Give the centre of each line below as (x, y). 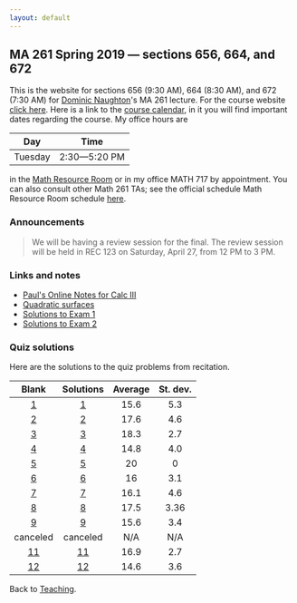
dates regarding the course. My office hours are (99, 120)
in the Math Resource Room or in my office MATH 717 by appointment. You (148, 180)
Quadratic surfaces (58, 305)
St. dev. (175, 389)
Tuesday (32, 157)
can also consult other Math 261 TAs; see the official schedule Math (136, 189)
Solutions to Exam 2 (60, 324)
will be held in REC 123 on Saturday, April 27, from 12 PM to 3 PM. (153, 251)
